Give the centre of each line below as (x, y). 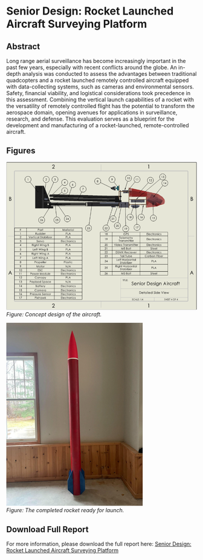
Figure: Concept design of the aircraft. (54, 315)
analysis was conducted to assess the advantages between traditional (109, 74)
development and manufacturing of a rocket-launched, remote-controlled (98, 125)
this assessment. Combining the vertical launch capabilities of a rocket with (100, 99)
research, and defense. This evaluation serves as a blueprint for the (90, 119)
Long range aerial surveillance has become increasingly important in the (96, 61)
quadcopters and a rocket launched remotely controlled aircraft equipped (98, 80)
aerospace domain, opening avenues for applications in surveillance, (92, 112)
